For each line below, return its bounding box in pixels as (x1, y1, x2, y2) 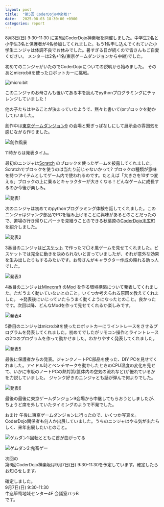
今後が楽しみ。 (18, 185, 48, 191)
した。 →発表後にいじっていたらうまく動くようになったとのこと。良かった (5, 296, 156, 302)
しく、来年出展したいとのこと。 (5, 425, 70, 431)
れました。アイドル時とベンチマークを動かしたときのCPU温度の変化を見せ (5, 362, 156, 368)
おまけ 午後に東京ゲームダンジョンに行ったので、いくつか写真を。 (5, 412, 139, 418)
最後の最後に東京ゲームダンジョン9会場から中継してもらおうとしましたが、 (5, 396, 158, 402)
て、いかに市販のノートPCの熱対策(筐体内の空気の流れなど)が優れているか (5, 369, 156, 375)
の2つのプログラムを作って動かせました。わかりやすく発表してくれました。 (5, 335, 158, 341)
